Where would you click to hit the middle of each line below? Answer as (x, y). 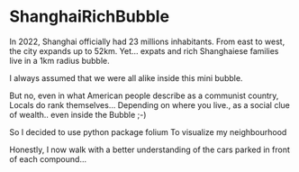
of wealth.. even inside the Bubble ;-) (78, 114)
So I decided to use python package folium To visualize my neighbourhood (148, 131)
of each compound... (48, 158)
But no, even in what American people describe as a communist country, (144, 95)
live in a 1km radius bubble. (59, 60)
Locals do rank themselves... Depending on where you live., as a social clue (150, 104)
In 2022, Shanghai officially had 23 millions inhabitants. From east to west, (147, 41)
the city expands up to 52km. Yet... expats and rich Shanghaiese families (144, 50)
